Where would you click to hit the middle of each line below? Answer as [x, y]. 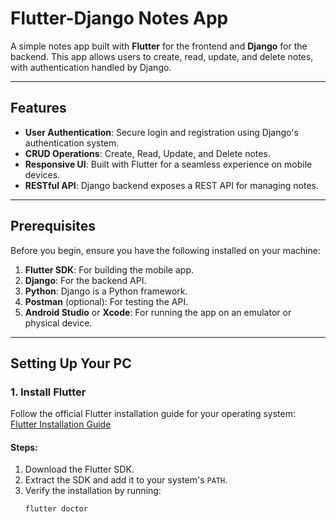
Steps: [24, 447]
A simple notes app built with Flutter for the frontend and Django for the [159, 46]
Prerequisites [53, 226]
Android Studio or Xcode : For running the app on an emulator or [158, 312]
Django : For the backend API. [85, 280]
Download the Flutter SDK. [79, 469]
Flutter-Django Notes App [119, 18]
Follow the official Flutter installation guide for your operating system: [153, 414]
